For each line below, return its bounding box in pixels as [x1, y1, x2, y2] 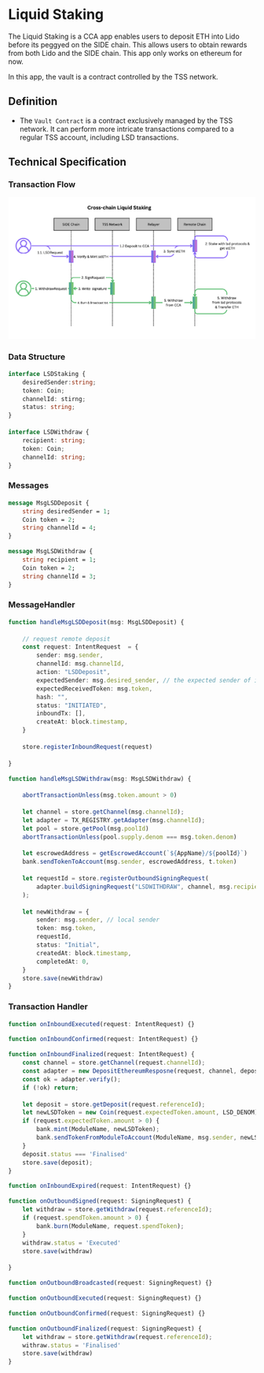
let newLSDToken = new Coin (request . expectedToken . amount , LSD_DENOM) [22, 1109, 258, 1117]
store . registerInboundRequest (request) [22, 742, 153, 750]
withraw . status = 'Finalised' [22, 1341, 122, 1349]
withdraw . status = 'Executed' [22, 1239, 122, 1247]
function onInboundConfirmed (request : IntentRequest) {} [8, 1035, 199, 1044]
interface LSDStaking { [8, 370, 86, 378]
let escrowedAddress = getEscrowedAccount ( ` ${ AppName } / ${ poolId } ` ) [22, 850, 247, 858]
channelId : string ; [22, 453, 86, 461]
